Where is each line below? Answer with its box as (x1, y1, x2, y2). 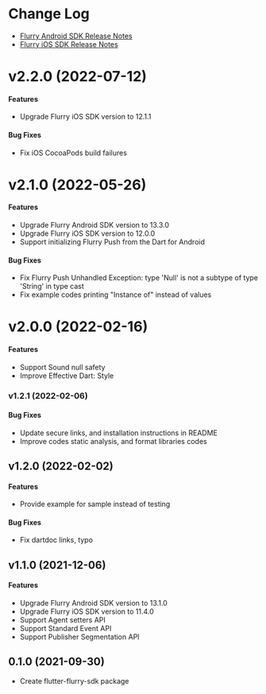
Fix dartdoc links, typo (19, 535, 94, 545)
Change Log (8, 5, 90, 23)
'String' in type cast (19, 282, 85, 291)
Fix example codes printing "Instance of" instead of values (19, 290, 212, 299)
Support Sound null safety (19, 362, 106, 372)
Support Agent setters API (19, 615, 106, 625)
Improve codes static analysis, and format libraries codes (19, 436, 208, 446)
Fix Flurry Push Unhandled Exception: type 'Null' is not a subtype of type (19, 273, 259, 283)
